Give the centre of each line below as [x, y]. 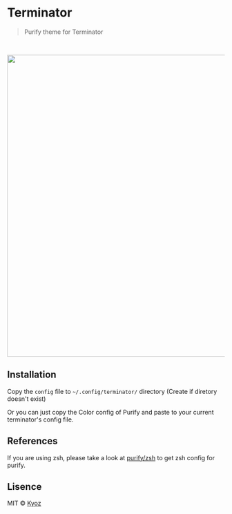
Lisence [25, 487]
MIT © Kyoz [24, 503]
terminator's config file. [40, 419]
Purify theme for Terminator [64, 32]
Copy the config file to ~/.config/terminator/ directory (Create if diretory [112, 391]
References [32, 441]
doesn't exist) [27, 399]
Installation [32, 375]
